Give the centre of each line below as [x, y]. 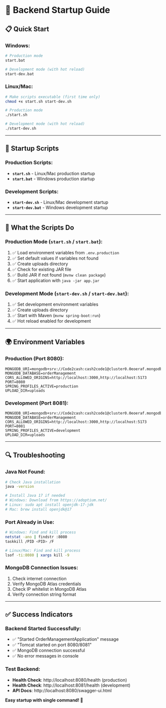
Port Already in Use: [30, 522]
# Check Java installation [33, 482]
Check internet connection [39, 578]
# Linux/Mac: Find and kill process [43, 550]
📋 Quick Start [27, 29]
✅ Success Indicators [39, 615]
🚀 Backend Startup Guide [58, 10]
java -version [20, 487]
